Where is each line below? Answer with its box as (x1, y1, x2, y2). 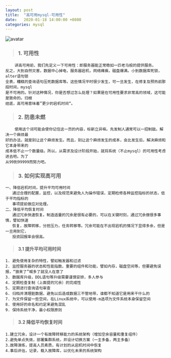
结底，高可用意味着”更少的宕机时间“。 (5, 101, 75, 106)
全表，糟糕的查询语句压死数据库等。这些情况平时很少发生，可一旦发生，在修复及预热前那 (5, 79, 166, 84)
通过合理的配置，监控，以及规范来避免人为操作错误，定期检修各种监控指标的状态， (12, 191, 162, 196)
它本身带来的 (5, 143, 29, 148)
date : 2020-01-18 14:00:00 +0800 (5, 17, 82, 22)
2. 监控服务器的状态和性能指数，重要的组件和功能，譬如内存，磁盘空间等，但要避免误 (5, 264, 162, 269)
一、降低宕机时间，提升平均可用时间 (5, 185, 71, 191)
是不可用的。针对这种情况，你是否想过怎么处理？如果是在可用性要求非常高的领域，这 (5, 90, 158, 95)
